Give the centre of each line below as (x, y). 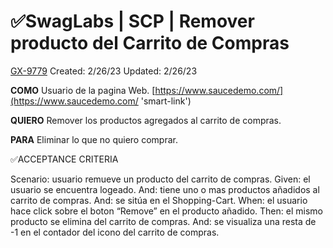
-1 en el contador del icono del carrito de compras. (115, 232)
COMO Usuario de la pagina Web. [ (83, 90)
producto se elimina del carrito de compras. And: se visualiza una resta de (163, 221)
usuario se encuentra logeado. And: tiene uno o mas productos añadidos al (165, 189)
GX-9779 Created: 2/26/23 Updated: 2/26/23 (104, 71)
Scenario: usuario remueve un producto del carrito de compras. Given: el (160, 179)
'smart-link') (166, 101)
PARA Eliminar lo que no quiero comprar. (94, 139)
